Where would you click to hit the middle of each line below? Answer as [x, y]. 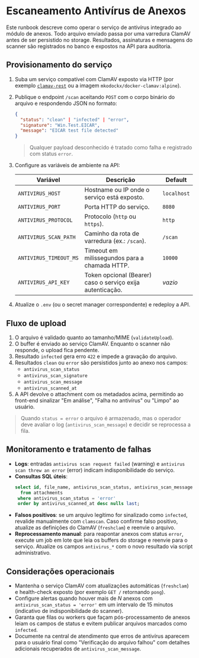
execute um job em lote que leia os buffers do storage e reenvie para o [101, 540]
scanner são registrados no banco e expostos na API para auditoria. [89, 46]
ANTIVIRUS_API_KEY [44, 282]
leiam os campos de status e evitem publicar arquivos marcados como [101, 624]
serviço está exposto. [114, 197]
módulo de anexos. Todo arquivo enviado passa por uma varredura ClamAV [98, 33]
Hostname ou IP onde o [117, 190]
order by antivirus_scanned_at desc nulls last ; [79, 504]
